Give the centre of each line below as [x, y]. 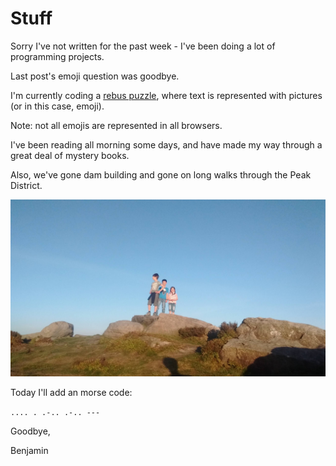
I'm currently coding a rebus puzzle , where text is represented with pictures [166, 95]
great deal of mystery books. [70, 155]
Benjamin [29, 451]
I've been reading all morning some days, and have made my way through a [166, 144]
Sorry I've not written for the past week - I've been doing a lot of [143, 46]
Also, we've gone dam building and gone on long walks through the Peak [161, 174]
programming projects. [57, 56]
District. [26, 185]
